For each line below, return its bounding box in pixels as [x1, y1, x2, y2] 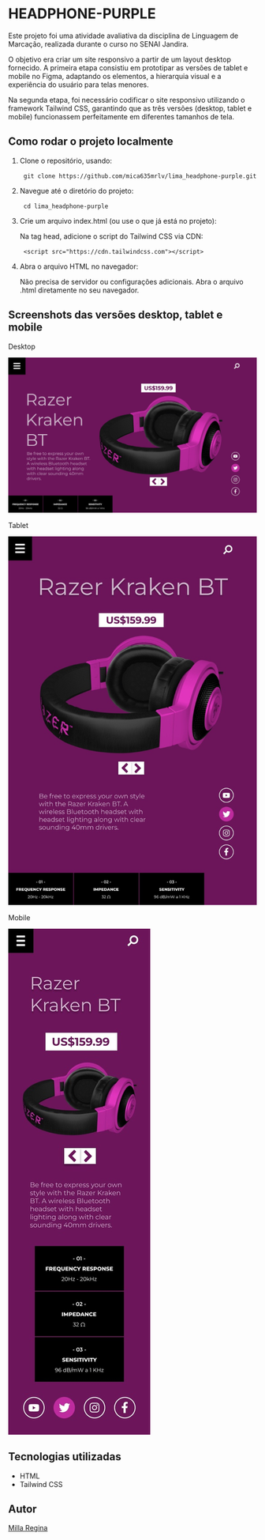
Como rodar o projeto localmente [8, 135, 174, 149]
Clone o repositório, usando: [19, 156, 113, 165]
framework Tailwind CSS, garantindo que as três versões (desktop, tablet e [8, 104, 252, 113]
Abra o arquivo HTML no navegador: [19, 262, 139, 271]
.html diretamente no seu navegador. [19, 285, 140, 295]
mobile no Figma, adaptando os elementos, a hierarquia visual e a [8, 71, 222, 81]
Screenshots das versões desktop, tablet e [8, 308, 223, 322]
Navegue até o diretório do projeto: [19, 186, 134, 195]
